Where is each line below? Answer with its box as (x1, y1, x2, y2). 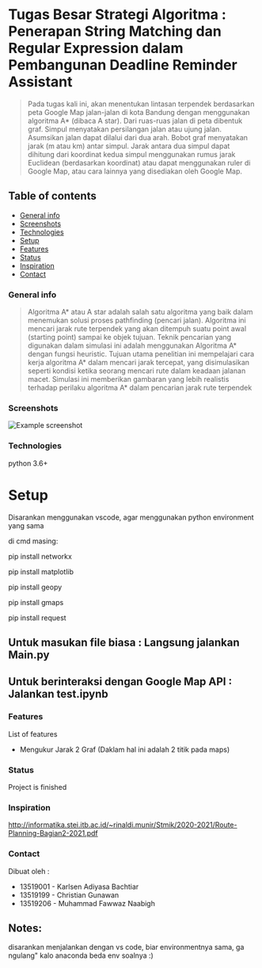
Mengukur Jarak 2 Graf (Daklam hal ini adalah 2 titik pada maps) (19, 745, 230, 754)
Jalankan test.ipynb (8, 688, 108, 701)
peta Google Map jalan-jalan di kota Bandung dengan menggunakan (27, 107, 251, 116)
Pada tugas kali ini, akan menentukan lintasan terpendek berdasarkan (27, 99, 255, 109)
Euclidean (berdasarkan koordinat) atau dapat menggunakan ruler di (27, 158, 251, 167)
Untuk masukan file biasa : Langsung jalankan (8, 635, 240, 649)
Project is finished (8, 782, 67, 791)
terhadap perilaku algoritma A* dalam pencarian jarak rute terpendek (27, 383, 253, 393)
